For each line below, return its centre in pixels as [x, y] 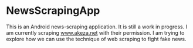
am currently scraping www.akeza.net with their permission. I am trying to [95, 32]
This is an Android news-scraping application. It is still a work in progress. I [97, 27]
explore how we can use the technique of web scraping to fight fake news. [96, 39]
